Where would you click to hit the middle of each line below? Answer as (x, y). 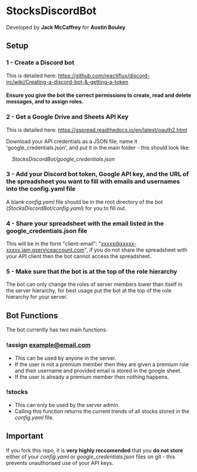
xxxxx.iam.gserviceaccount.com (46, 250)
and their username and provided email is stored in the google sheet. (98, 370)
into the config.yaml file (41, 189)
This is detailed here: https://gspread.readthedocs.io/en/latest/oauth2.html (97, 130)
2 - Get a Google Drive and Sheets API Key (67, 117)
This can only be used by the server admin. (67, 405)
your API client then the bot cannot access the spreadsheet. (79, 256)
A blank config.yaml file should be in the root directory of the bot (85, 201)
